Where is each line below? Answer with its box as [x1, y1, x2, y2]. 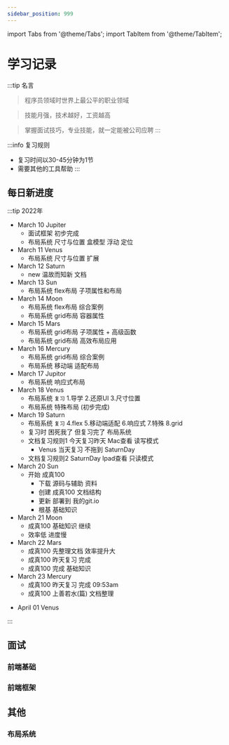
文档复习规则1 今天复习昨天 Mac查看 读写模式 [27, 437, 159, 445]
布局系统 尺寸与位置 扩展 [27, 254, 99, 263]
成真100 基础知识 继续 [27, 522, 91, 530]
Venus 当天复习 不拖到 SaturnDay [38, 445, 135, 454]
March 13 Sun [17, 278, 57, 286]
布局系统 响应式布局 [27, 378, 85, 386]
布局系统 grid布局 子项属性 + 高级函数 [27, 328, 137, 336]
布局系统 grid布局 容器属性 [27, 312, 105, 320]
